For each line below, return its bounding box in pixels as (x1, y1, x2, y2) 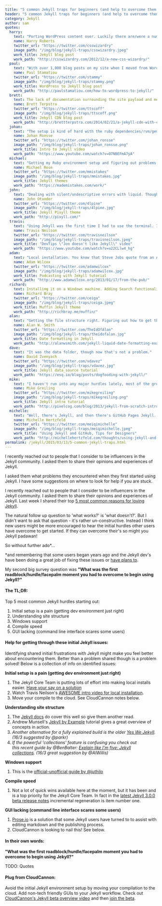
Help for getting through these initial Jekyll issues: (5, 640, 108, 646)
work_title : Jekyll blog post (13, 52, 75, 57)
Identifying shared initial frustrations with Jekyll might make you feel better (5, 650, 153, 656)
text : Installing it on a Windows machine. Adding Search (13, 287, 133, 291)
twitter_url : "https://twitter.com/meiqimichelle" (13, 422, 118, 427)
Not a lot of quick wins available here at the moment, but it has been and (12, 788, 156, 793)
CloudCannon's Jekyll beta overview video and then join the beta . (5, 895, 136, 901)
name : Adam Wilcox (13, 259, 51, 264)
